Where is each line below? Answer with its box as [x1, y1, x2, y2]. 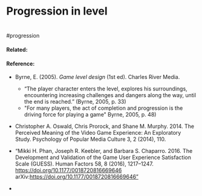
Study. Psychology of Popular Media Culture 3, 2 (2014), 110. [15, 135, 166, 143]
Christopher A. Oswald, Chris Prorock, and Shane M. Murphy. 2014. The [15, 123, 195, 130]
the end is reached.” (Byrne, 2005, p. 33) [24, 98, 126, 106]
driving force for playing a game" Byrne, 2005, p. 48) [24, 111, 157, 118]
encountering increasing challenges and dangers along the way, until [24, 92, 197, 99]
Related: [6, 46, 28, 53]
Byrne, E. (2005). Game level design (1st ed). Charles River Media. [15, 73, 180, 81]
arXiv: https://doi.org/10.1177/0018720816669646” [15, 173, 139, 180]
